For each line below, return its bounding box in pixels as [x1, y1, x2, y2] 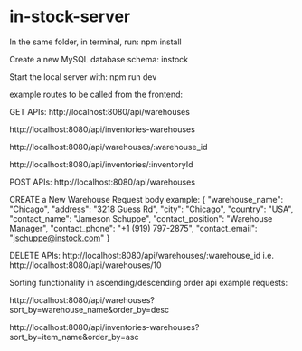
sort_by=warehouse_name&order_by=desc [9, 304, 170, 315]
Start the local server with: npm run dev [9, 71, 157, 82]
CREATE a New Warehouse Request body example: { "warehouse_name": [9, 194, 283, 204]
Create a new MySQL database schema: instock [9, 53, 188, 64]
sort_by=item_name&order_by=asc [9, 331, 139, 342]
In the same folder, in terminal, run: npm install [9, 36, 183, 47]
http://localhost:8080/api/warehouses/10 [9, 260, 162, 270]
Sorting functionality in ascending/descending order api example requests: [9, 277, 288, 288]
